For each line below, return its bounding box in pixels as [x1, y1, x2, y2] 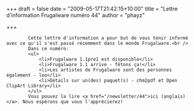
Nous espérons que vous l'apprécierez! [22, 99, 123, 105]
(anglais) [161, 93, 186, 99]
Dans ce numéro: [28, 45, 69, 52]
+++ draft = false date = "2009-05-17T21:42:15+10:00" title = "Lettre [6, 5, 178, 12]
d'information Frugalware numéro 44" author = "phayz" [6, 12, 145, 19]
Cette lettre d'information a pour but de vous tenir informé [28, 35, 189, 41]
